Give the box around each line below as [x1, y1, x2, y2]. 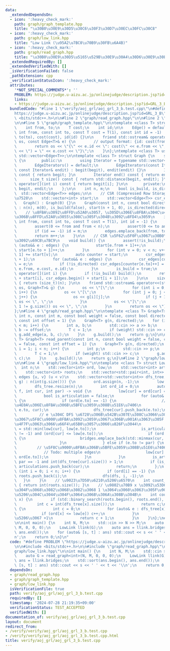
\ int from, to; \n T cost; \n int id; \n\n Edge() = [14, 125, 151, 130]
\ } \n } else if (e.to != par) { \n [14, 440, 164, 445]
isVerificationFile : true [10, 586, 65, 591]
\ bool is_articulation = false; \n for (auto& [14, 393, 164, 398]
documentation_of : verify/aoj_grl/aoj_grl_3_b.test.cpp [5, 615, 125, 620]
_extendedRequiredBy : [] [10, 59, 62, 64]
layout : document [5, 619, 42, 624]
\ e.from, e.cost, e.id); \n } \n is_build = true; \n [14, 266, 157, 271]
